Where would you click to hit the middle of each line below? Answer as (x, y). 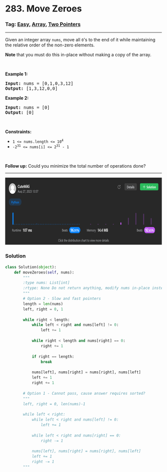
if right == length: (53, 356)
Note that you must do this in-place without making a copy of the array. (78, 55)
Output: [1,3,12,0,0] (32, 89)
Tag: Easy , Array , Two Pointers (43, 24)
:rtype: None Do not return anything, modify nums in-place (86, 288)
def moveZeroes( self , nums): (44, 272)
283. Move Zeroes (43, 9)
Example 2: (17, 98)
